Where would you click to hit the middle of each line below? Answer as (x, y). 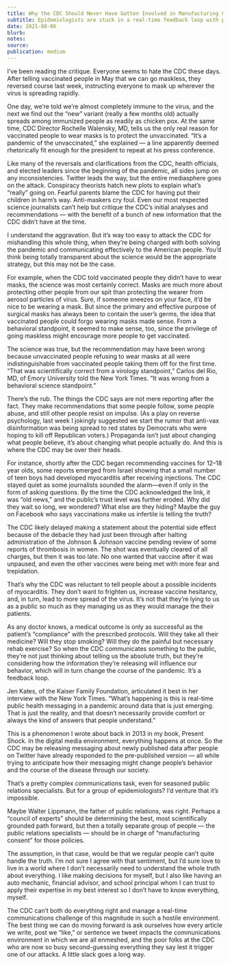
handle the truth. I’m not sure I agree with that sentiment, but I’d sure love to (114, 861)
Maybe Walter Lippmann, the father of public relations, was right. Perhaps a (114, 811)
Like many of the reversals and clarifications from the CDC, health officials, (113, 163)
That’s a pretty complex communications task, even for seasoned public (108, 783)
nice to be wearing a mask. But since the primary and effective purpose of (112, 307)
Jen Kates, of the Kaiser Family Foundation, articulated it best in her (103, 691)
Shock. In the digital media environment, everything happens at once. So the (115, 741)
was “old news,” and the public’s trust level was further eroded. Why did (108, 499)
